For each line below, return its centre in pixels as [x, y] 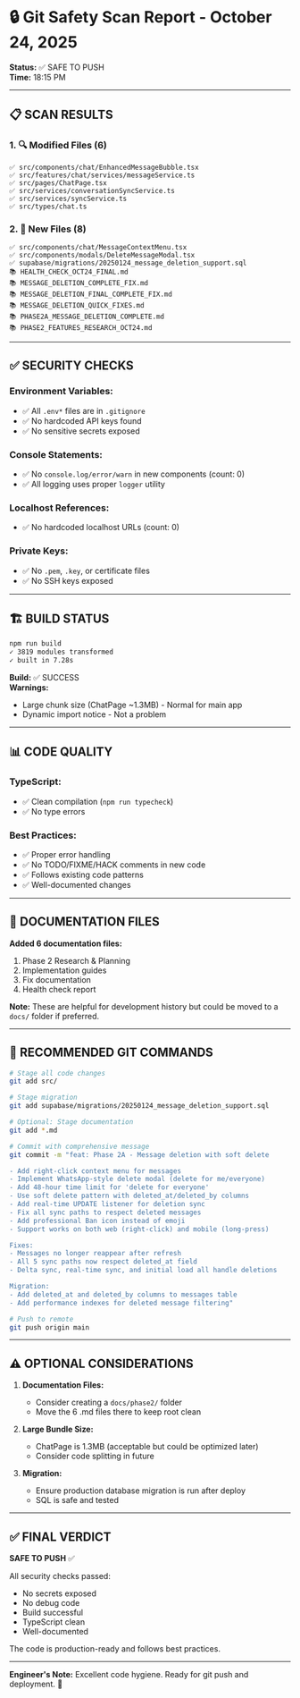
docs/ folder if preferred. [54, 1016]
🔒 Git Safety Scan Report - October [141, 17]
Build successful [52, 1613]
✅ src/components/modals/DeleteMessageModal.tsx [102, 255]
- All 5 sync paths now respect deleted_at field [104, 1262]
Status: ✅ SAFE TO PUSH [57, 67]
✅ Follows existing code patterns [83, 874]
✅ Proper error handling [66, 854]
